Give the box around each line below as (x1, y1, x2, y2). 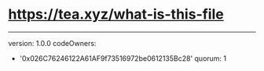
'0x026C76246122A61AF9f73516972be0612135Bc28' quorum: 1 (19, 53, 227, 63)
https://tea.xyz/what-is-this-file (8, 5, 224, 23)
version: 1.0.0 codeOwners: (8, 38, 97, 48)
